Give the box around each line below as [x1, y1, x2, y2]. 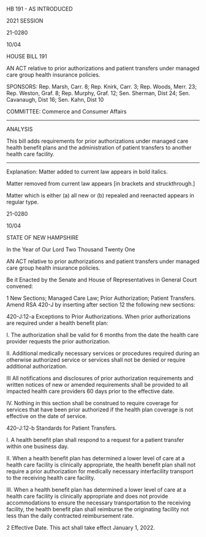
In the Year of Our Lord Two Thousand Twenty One [6, 246, 135, 253]
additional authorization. [6, 363, 67, 370]
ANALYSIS [6, 126, 33, 132]
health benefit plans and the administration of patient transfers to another [6, 144, 192, 151]
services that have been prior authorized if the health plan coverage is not [6, 406, 194, 413]
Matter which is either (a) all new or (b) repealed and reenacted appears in [6, 192, 194, 199]
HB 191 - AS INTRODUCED [6, 6, 73, 12]
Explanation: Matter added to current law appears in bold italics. [6, 168, 168, 175]
